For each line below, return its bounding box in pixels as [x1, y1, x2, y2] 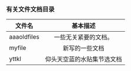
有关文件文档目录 [6, 5, 55, 13]
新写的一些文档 [63, 44, 104, 52]
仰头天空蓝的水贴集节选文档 [45, 55, 122, 63]
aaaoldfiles [9, 33, 40, 41]
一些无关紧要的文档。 [54, 33, 113, 42]
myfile [9, 44, 27, 52]
